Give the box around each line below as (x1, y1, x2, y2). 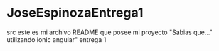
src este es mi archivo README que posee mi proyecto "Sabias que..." (6, 28, 213, 36)
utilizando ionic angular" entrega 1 (6, 35, 107, 43)
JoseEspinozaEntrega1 (6, 5, 144, 21)
